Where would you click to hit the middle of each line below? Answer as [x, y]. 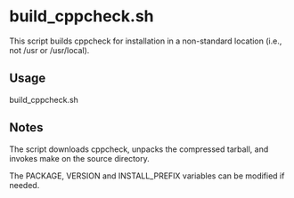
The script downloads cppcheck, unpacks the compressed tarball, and [139, 149]
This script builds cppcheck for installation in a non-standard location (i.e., [146, 41]
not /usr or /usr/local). [49, 50]
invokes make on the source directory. [79, 158]
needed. [24, 185]
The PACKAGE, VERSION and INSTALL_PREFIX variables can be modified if [147, 176]
